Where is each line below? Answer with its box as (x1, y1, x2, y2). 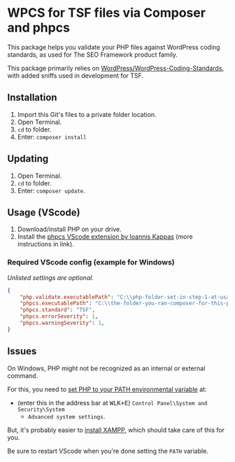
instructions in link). (17, 240, 75, 248)
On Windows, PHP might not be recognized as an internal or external (7, 364, 206, 372)
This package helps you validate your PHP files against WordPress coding (7, 43, 220, 51)
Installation (7, 92, 57, 104)
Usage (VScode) (7, 206, 80, 218)
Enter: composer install (17, 132, 87, 141)
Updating (7, 153, 49, 165)
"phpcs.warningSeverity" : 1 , (20, 320, 105, 327)
